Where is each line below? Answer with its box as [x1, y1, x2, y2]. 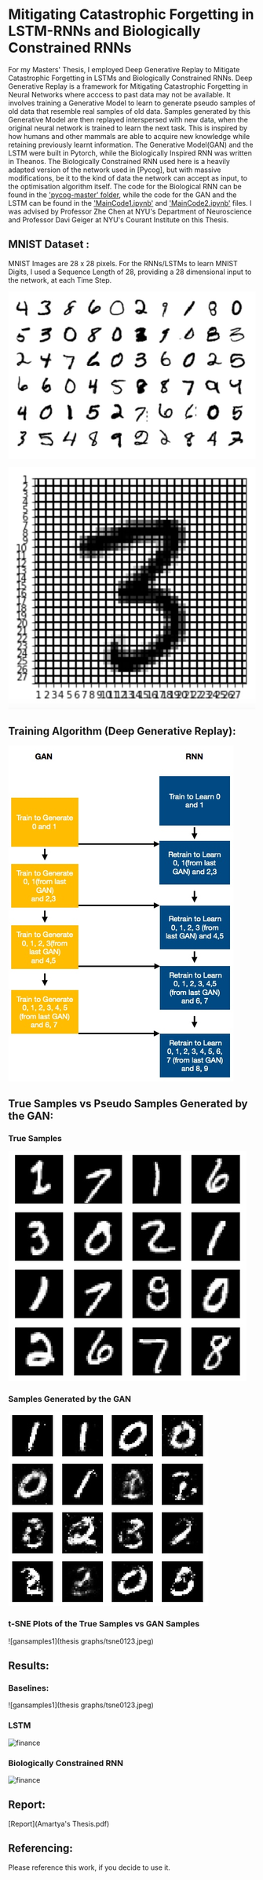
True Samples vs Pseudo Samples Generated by [8, 1097, 248, 1110]
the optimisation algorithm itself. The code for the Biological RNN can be [8, 181, 242, 191]
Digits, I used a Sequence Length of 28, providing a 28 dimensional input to [8, 267, 252, 276]
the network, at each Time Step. [8, 275, 112, 284]
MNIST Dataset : [8, 238, 90, 251]
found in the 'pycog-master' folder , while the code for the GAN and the [8, 190, 237, 199]
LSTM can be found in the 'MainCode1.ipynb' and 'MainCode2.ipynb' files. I [8, 198, 252, 207]
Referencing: [8, 1842, 73, 1855]
